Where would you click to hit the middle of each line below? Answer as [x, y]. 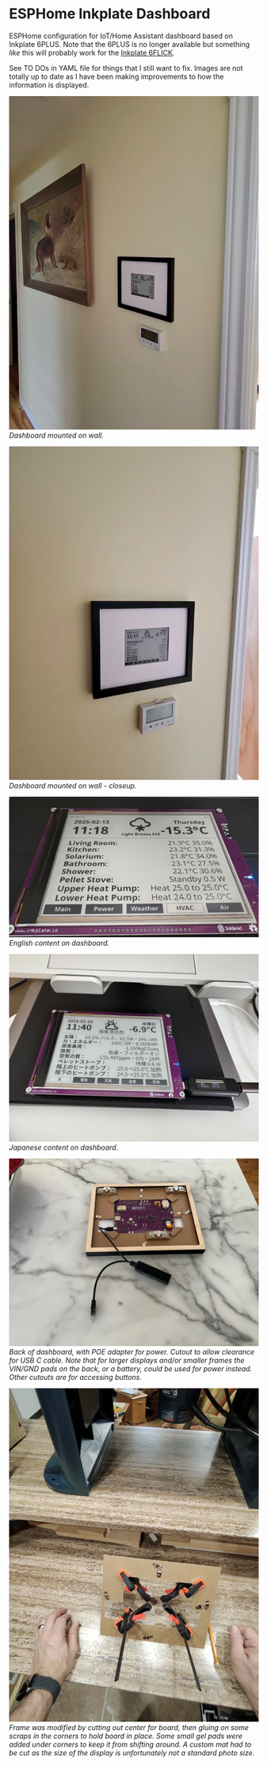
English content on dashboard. [59, 943]
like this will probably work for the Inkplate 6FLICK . [92, 52]
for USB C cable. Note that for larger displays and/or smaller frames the [127, 1360]
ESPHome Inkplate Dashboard [110, 14]
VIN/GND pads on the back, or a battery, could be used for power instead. [131, 1369]
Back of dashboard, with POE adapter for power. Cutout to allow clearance [132, 1352]
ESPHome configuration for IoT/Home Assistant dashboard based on [121, 36]
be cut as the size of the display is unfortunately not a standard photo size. [132, 1753]
